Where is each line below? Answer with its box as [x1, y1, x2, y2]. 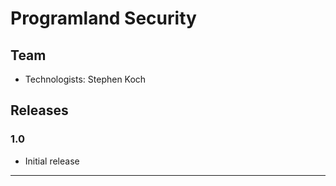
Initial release [24, 155, 80, 167]
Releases [10, 102, 69, 119]
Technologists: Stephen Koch [24, 73, 147, 85]
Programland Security [10, 7, 197, 30]
